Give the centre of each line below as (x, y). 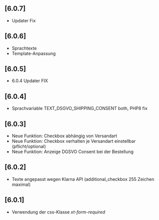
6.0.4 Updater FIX (30, 81)
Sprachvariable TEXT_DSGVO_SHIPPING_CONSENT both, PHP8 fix (79, 109)
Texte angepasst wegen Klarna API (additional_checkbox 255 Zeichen (83, 179)
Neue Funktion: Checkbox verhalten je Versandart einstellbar (74, 141)
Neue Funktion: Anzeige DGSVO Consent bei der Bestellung (73, 152)
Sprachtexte (24, 48)
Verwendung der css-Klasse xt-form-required (59, 212)
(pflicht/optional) (29, 147)
